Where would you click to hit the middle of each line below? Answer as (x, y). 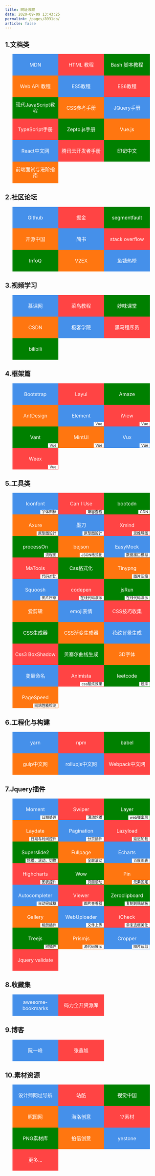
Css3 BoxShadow (35, 654)
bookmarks (35, 1008)
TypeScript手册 (35, 129)
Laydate (35, 831)
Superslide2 (35, 852)
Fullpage (81, 852)
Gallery (35, 917)
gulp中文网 (35, 764)
